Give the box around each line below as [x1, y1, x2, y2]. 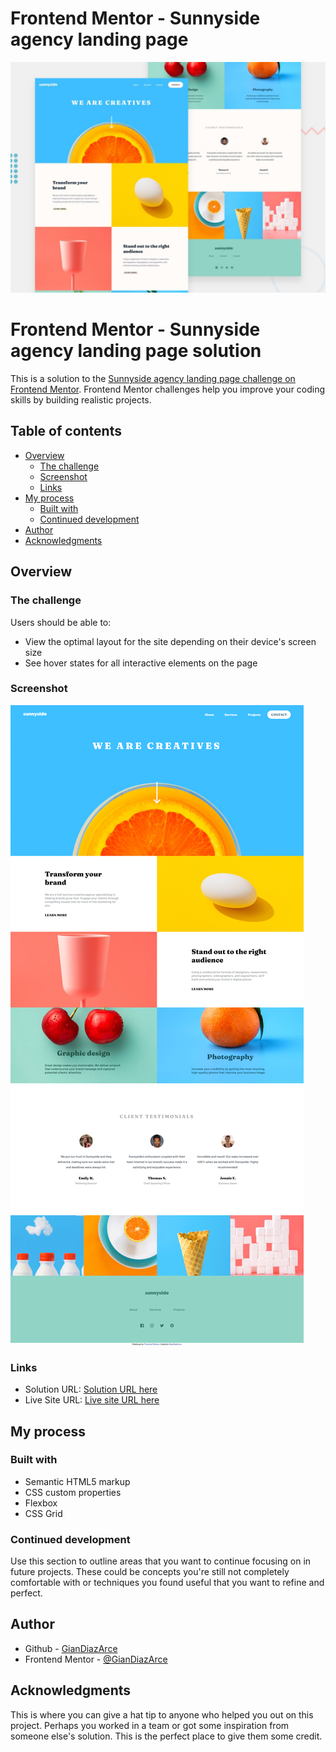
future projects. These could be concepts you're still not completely [10, 1566, 290, 1578]
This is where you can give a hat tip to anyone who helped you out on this [10, 1708, 314, 1721]
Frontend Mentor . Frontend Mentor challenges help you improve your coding [10, 383, 326, 396]
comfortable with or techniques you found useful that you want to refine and [10, 1577, 325, 1589]
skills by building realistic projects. [10, 394, 152, 406]
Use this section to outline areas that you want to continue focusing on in [10, 1555, 312, 1567]
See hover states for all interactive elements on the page [24, 657, 258, 669]
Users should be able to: [10, 616, 112, 628]
